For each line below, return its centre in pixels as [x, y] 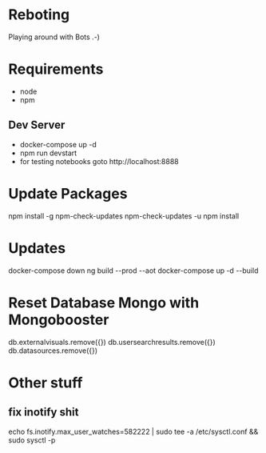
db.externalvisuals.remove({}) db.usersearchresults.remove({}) [112, 342]
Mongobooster [59, 320]
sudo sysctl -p [32, 440]
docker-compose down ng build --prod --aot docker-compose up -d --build [133, 271]
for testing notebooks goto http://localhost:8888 [99, 161]
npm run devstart [48, 153]
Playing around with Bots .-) [54, 37]
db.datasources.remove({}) [53, 351]
